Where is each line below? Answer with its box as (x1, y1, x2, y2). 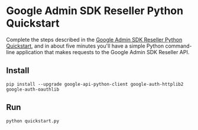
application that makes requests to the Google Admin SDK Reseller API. (16, 48, 190, 55)
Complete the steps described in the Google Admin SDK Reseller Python (6, 36, 183, 43)
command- (165, 42, 192, 49)
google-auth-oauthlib (6, 86, 60, 92)
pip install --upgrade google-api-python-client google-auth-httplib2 (6, 81, 184, 87)
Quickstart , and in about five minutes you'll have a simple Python (6, 42, 164, 49)
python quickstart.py (6, 118, 60, 124)
